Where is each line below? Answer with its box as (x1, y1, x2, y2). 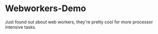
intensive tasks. (5, 24, 36, 30)
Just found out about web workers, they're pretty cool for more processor (5, 19, 153, 25)
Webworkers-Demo (5, 3, 87, 14)
